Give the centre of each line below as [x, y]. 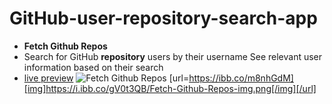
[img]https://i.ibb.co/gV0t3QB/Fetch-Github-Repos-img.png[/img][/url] [170, 88]
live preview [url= [106, 78]
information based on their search [93, 67]
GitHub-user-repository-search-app [163, 18]
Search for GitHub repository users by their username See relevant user [173, 56]
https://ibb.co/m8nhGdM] [241, 78]
